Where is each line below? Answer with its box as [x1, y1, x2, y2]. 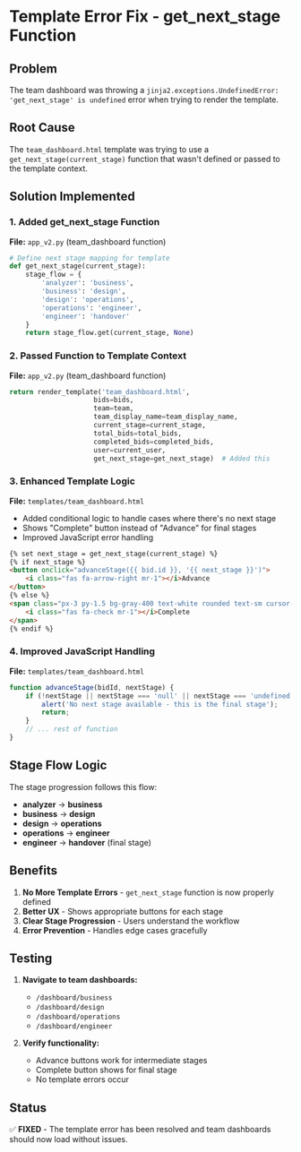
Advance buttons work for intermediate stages [35, 1055, 208, 1066]
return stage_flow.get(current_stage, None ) [25, 329, 194, 338]
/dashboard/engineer [35, 1022, 113, 1031]
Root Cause [9, 120, 76, 135]
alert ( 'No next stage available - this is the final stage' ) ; [41, 700, 279, 709]
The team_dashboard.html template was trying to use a [9, 143, 209, 154]
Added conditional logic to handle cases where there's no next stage [21, 512, 276, 523]
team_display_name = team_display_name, [93, 412, 239, 422]
